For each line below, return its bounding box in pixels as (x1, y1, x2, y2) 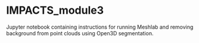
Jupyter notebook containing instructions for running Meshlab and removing (6, 23, 194, 30)
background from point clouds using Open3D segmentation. (6, 29, 154, 36)
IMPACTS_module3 (6, 4, 104, 17)
